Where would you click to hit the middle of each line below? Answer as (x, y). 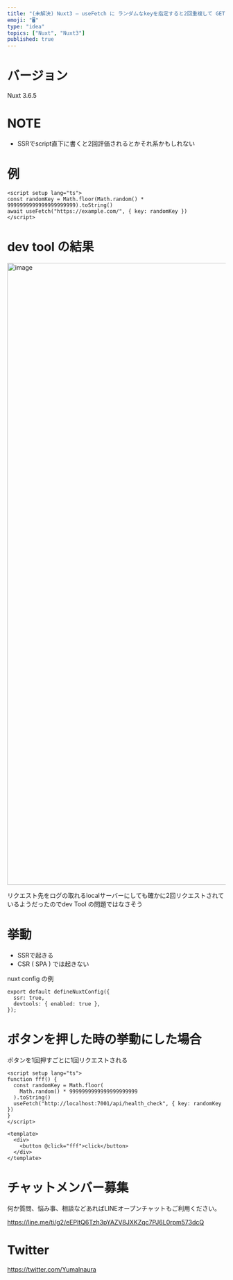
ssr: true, (29, 998)
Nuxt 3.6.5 (22, 96)
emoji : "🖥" (23, 20)
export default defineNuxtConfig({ (59, 992)
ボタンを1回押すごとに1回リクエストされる (68, 1060)
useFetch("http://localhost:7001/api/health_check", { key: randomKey (118, 1103)
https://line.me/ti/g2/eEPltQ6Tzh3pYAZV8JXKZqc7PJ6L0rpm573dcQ (106, 1222)
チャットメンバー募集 (68, 1187)
